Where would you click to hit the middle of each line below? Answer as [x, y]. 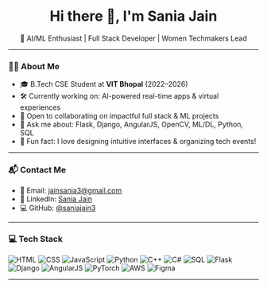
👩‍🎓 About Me [34, 66]
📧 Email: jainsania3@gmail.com [71, 190]
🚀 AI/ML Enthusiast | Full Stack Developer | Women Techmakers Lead [133, 38]
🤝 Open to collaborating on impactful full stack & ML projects [119, 116]
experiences [40, 107]
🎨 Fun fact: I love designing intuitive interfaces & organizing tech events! [138, 142]
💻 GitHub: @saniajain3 [58, 208]
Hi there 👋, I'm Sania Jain [133, 16]
